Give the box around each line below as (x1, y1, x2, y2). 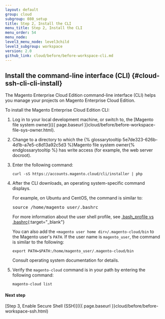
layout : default (5, 7, 38, 12)
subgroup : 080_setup (5, 16, 48, 21)
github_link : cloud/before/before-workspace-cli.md (5, 53, 113, 58)
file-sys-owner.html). (12, 127, 55, 133)
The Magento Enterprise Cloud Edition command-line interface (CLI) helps (5, 92, 156, 98)
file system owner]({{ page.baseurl (12, 122, 84, 128)
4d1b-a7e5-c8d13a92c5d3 (12, 142, 66, 148)
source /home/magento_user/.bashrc (12, 204, 99, 210)
